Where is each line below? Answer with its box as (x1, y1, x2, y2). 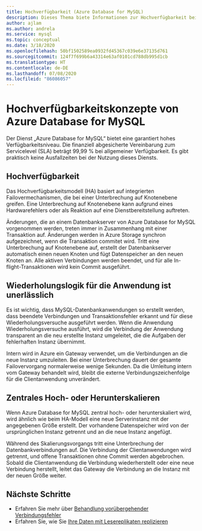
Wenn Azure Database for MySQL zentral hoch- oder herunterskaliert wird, (6, 409, 192, 416)
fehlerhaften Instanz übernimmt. (6, 338, 86, 345)
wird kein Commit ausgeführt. (57, 263, 131, 270)
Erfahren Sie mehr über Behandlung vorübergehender (14, 505, 149, 512)
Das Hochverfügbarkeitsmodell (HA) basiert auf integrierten (6, 187, 155, 195)
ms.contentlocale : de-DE (6, 64, 69, 71)
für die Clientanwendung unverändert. (6, 375, 101, 383)
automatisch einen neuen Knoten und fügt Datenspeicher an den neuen (6, 250, 183, 257)
